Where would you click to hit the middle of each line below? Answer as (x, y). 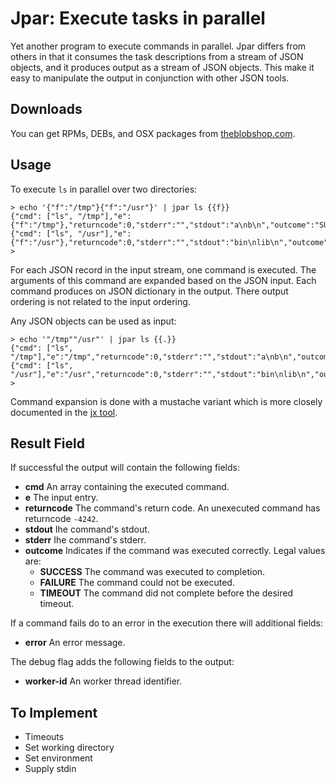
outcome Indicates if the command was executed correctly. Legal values (175, 551)
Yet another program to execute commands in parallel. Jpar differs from (158, 46)
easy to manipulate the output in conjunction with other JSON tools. (150, 78)
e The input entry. (61, 498)
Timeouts (44, 737)
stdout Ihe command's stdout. (87, 529)
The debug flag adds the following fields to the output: (122, 662)
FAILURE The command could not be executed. (137, 583)
